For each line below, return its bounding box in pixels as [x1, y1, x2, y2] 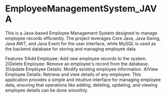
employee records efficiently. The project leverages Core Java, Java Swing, [5, 35, 161, 41]
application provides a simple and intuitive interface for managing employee [5, 77, 161, 83]
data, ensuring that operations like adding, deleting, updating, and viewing [5, 82, 158, 88]
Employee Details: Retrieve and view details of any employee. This [5, 71, 141, 77]
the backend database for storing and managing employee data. [5, 46, 137, 52]
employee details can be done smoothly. [5, 87, 88, 93]
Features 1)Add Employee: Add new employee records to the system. [5, 55, 147, 61]
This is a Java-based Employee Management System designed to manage [5, 30, 158, 36]
